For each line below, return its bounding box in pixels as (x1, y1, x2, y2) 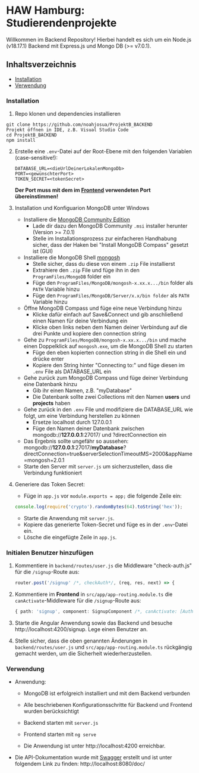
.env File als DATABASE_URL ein (32, 368, 112, 375)
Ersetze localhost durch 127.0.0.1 (32, 418, 112, 426)
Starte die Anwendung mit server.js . (23, 514, 115, 521)
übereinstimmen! (14, 193, 58, 200)
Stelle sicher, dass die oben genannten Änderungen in (14, 637, 147, 644)
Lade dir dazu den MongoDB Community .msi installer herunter (32, 222, 188, 229)
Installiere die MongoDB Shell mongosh (23, 254, 121, 261)
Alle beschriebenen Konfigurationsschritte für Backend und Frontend (23, 701, 192, 709)
